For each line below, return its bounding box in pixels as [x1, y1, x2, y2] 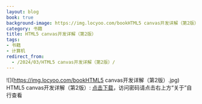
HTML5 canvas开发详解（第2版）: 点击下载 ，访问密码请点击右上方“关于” [6, 84, 187, 91]
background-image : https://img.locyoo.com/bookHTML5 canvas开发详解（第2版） [6, 20, 199, 26]
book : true [6, 14, 34, 20]
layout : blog [6, 8, 39, 15]
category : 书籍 [6, 25, 43, 32]
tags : [6, 37, 20, 43]
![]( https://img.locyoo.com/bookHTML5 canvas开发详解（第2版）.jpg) [6, 76, 180, 84]
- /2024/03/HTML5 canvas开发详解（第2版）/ [11, 59, 116, 65]
